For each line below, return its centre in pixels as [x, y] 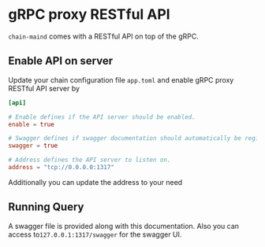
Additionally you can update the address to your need [95, 182]
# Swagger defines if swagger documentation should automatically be [125, 138]
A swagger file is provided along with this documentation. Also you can [123, 226]
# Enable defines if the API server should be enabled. [102, 117]
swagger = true [33, 146]
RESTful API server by [44, 88]
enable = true [32, 124]
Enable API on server [60, 61]
